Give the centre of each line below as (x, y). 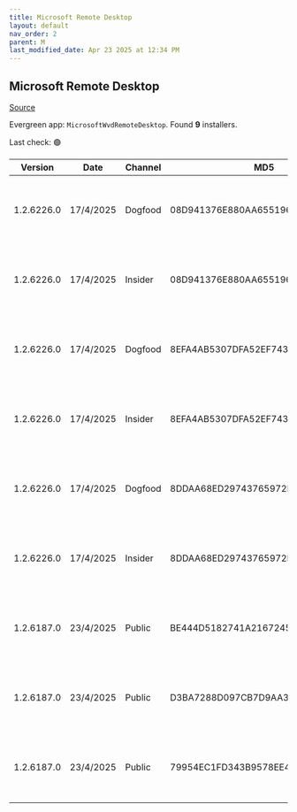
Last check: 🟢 (35, 142)
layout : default (39, 26)
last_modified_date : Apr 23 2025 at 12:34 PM (94, 50)
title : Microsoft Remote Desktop (71, 17)
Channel (143, 167)
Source (22, 107)
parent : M (27, 42)
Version (38, 167)
